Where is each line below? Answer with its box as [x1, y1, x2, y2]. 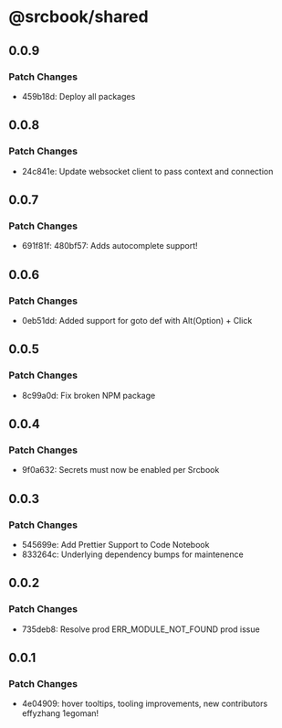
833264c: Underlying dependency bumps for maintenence [21, 549, 244, 560]
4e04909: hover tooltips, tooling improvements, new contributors [21, 698, 268, 710]
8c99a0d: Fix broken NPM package [21, 390, 156, 401]
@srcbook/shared [8, 6, 149, 27]
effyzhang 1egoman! [21, 708, 99, 719]
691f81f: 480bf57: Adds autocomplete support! [21, 241, 198, 252]
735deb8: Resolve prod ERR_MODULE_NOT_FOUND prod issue [21, 624, 261, 635]
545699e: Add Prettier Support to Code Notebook [21, 540, 210, 550]
